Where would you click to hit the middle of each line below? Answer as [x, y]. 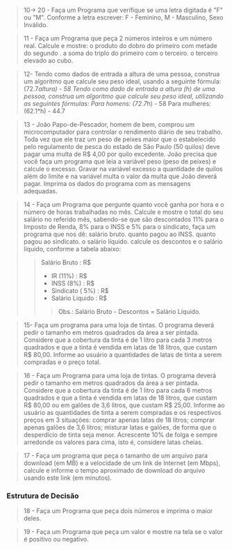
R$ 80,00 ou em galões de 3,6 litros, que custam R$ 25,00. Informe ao [124, 405]
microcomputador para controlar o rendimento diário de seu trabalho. [123, 132]
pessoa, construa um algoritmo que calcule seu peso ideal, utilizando [123, 96]
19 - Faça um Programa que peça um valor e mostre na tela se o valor [123, 532]
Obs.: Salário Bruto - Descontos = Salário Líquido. [129, 312]
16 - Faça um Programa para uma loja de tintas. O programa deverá [120, 376]
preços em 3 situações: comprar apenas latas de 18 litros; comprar [119, 420]
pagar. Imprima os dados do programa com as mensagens [107, 183]
